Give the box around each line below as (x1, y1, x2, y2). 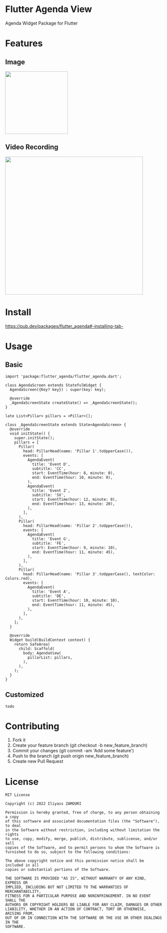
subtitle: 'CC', (31, 466, 66, 471)
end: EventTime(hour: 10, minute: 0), (31, 475, 113, 480)
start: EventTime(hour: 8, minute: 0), (31, 470, 115, 475)
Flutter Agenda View (5, 4, 92, 15)
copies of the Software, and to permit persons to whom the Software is (5, 845, 160, 850)
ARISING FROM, (5, 911, 35, 916)
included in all (5, 863, 39, 868)
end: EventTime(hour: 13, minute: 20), (31, 501, 115, 506)
